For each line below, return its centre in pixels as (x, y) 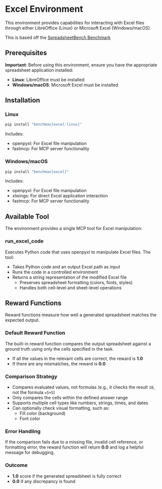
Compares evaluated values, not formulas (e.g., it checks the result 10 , (83, 387)
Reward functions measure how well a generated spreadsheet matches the (81, 315)
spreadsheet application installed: (39, 70)
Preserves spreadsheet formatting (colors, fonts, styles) (76, 282)
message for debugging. (30, 453)
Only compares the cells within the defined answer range (70, 398)
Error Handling (23, 431)
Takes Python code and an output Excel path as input (66, 266)
